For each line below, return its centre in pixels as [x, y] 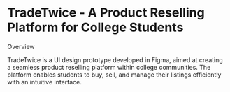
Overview [21, 46]
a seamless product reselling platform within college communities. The [109, 67]
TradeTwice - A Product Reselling [106, 13]
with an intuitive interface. [45, 82]
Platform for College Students [95, 27]
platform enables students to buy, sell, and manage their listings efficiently [114, 75]
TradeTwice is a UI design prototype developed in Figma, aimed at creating [115, 59]
